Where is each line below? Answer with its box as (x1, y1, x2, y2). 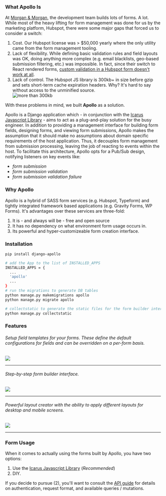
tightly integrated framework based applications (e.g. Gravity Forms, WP (5, 203, 153, 209)
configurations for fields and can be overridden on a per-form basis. (5, 340, 145, 346)
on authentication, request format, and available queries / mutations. (5, 486, 145, 492)
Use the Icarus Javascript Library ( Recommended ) (12, 465, 115, 471)
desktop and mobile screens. (5, 407, 64, 413)
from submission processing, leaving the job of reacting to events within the (5, 143, 160, 149)
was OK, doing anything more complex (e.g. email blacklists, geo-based (12, 56, 159, 62)
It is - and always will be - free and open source (12, 218, 110, 224)
